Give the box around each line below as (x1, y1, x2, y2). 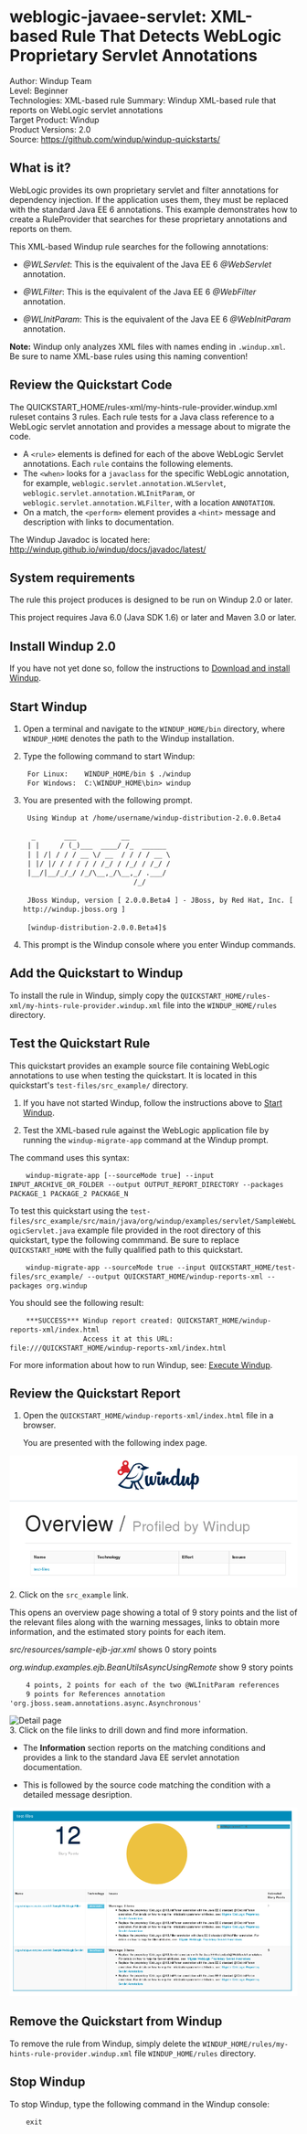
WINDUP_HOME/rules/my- (202, 2040, 290, 2049)
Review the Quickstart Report (9, 1386, 181, 1402)
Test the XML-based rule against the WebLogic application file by (22, 1124, 270, 1135)
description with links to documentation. (22, 516, 175, 527)
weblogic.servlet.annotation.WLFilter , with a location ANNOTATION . (22, 496, 276, 508)
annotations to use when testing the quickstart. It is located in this (9, 1069, 258, 1080)
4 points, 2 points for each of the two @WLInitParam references (26, 1680, 281, 1690)
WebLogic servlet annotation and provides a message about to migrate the (9, 420, 291, 431)
